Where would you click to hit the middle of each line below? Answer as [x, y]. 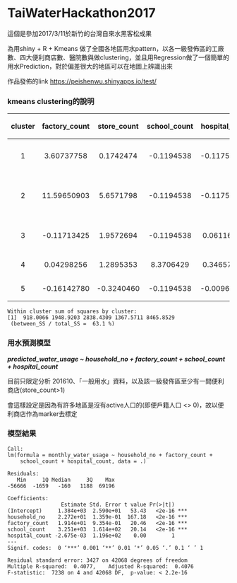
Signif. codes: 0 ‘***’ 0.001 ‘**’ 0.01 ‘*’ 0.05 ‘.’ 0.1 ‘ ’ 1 [105, 548]
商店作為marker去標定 [45, 414]
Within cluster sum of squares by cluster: [72, 312]
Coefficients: [28, 498]
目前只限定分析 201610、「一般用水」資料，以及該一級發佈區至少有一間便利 [116, 381]
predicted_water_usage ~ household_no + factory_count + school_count [116, 359]
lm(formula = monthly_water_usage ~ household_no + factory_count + [110, 455]
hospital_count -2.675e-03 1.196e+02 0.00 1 [91, 536]
